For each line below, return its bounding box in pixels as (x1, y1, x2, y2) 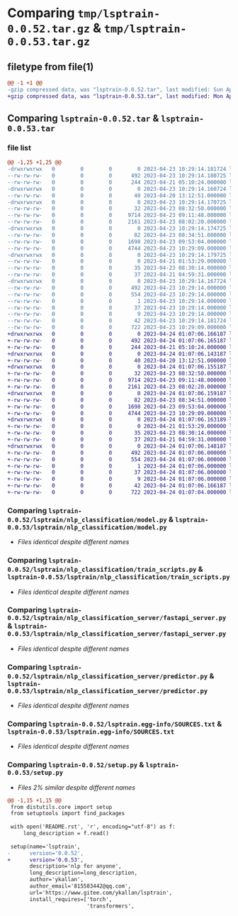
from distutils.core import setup (10, 803, 113, 810)
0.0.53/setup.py (7, 768, 64, 777)
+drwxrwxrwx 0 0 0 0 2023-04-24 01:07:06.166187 (7, 331, 227, 338)
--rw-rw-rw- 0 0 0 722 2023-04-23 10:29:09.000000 (7, 324, 227, 331)
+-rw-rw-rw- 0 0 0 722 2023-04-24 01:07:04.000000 (7, 489, 227, 496)
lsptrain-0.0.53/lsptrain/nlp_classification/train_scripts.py (7, 573, 230, 581)
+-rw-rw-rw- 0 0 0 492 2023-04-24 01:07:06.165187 (7, 337, 227, 344)
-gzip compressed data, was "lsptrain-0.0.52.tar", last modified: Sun (7, 86, 223, 93)
